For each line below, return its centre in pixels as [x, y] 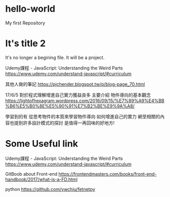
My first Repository [25, 23]
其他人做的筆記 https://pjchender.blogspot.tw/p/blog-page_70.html [75, 84]
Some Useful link [42, 144]
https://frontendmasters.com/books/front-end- [107, 174]
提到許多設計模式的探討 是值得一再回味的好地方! [64, 123]
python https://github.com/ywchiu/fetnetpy [50, 189]
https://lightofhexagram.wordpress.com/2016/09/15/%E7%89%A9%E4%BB [85, 101]
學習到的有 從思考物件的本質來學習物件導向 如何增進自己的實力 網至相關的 [83, 116]
